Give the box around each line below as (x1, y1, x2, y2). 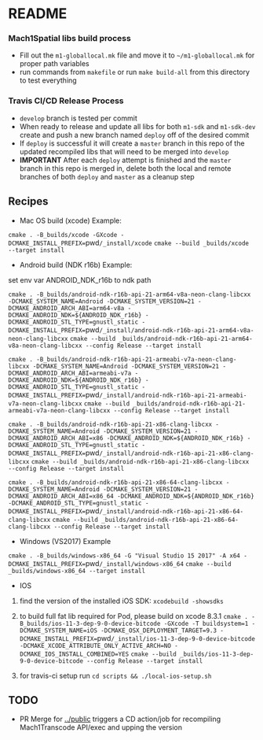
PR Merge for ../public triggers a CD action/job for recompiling (19, 714, 221, 724)
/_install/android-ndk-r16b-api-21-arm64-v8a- (99, 326, 254, 335)
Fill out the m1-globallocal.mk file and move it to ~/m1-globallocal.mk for (19, 50, 255, 60)
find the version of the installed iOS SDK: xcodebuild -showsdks (19, 596, 224, 605)
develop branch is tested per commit (19, 113, 137, 123)
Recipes (8, 194, 49, 209)
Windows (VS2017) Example (19, 536, 111, 546)
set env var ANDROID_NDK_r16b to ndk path (8, 275, 152, 284)
